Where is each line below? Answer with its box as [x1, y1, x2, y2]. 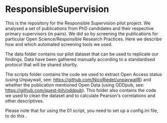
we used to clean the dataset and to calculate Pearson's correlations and [5, 92, 155, 98]
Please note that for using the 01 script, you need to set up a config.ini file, [5, 107, 158, 113]
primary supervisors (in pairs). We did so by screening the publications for [5, 30, 158, 36]
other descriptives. [5, 97, 44, 103]
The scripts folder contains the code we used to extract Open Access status [5, 71, 162, 77]
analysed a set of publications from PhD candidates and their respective [5, 25, 154, 31]
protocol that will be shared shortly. [5, 61, 78, 67]
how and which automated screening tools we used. [5, 41, 112, 47]
